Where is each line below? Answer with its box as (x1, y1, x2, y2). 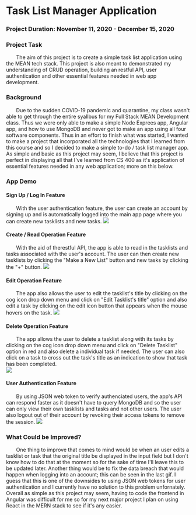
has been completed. (6, 361, 57, 368)
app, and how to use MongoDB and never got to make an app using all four (6, 125, 187, 132)
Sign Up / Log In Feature (6, 192, 65, 199)
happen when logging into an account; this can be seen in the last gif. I (6, 471, 176, 478)
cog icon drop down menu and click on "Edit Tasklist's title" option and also (6, 296, 188, 303)
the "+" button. (6, 264, 42, 271)
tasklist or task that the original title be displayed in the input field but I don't (6, 452, 188, 459)
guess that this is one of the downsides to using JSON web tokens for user (6, 477, 185, 484)
